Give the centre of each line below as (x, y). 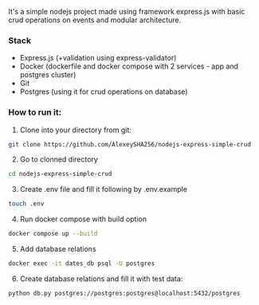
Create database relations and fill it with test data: (101, 279)
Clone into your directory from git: (75, 130)
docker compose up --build (53, 234)
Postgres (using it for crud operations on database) (104, 92)
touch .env (26, 204)
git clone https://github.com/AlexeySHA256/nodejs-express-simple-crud (129, 144)
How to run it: (35, 112)
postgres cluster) (48, 75)
